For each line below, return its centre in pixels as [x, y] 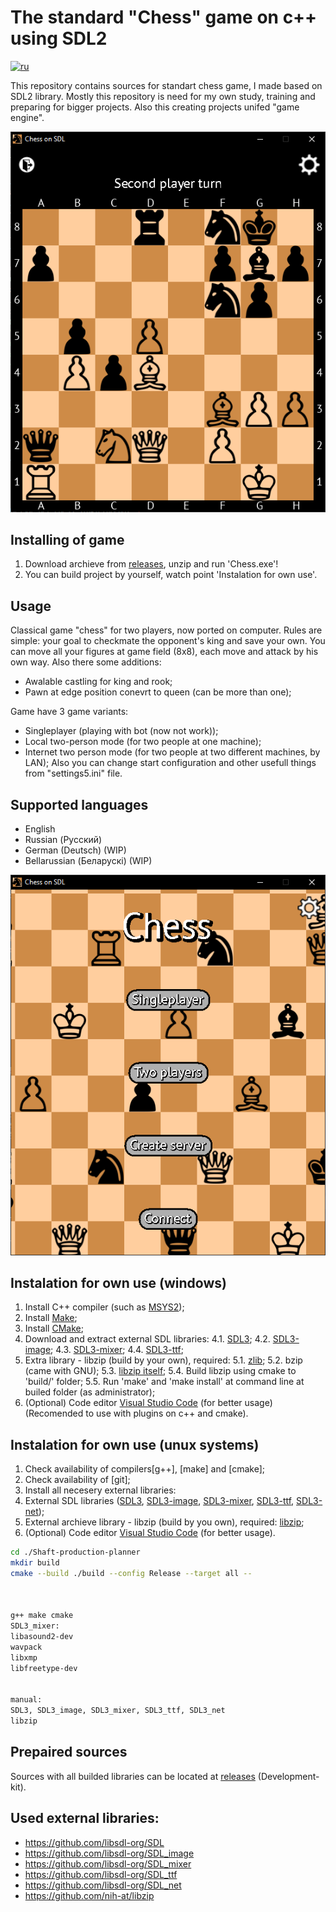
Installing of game [67, 539]
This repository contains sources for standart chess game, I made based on [166, 85]
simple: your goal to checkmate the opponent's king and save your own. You [168, 641]
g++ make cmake [42, 1616]
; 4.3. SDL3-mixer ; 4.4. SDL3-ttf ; [117, 1350]
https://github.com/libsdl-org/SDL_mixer [108, 1863]
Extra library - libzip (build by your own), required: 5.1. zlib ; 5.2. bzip [163, 1360]
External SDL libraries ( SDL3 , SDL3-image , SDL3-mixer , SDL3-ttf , [159, 1501]
